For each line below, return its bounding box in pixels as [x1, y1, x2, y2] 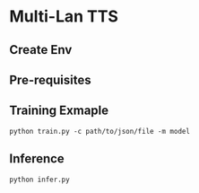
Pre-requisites [9, 72, 91, 87]
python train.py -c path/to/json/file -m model [9, 127, 191, 136]
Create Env [9, 42, 73, 57]
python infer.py [9, 175, 70, 184]
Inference [9, 151, 65, 167]
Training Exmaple [9, 103, 109, 118]
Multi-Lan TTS [9, 6, 119, 27]
